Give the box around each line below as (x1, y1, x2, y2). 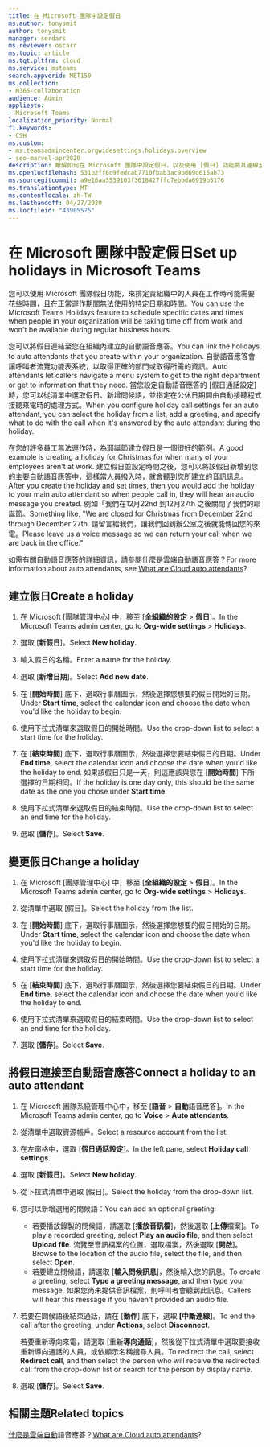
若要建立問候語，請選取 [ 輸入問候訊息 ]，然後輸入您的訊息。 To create (31, 1267, 261, 1276)
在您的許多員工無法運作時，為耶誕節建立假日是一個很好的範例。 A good (8, 443, 243, 453)
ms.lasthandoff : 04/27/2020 (8, 199, 103, 207)
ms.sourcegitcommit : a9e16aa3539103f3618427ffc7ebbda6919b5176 (8, 176, 225, 185)
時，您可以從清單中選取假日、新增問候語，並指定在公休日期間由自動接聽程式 (8, 390, 262, 400)
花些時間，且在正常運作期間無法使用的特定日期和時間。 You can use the (8, 299, 245, 308)
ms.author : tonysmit (8, 19, 78, 27)
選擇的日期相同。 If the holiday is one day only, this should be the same (19, 777, 255, 787)
